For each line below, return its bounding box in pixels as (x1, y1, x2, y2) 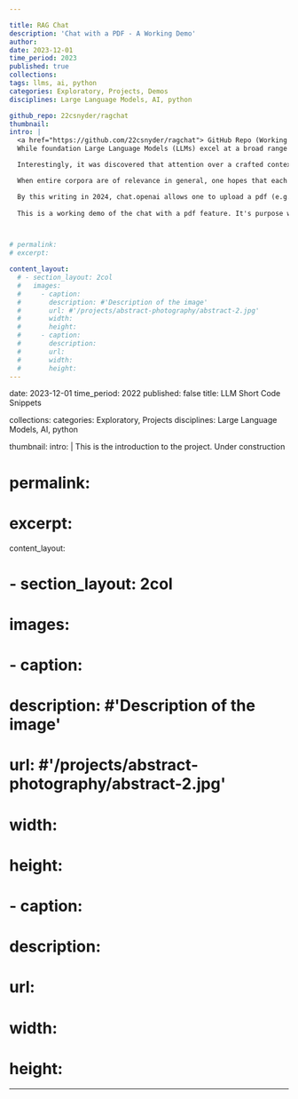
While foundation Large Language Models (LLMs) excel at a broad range (17, 144, 288, 154)
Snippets (9, 397, 42, 409)
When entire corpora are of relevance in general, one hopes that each (17, 176, 288, 185)
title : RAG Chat (9, 20, 69, 29)
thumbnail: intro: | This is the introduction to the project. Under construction (9, 442, 286, 452)
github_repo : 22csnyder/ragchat (9, 111, 129, 120)
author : (9, 37, 38, 46)
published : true (9, 62, 69, 71)
